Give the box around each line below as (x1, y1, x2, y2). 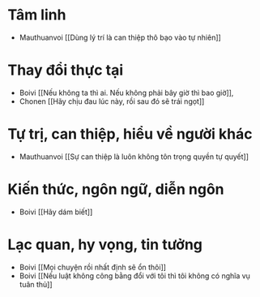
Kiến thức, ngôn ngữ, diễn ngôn (7, 180, 224, 198)
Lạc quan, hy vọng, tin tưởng (7, 235, 203, 253)
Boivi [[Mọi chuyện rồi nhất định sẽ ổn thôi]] (19, 262, 167, 272)
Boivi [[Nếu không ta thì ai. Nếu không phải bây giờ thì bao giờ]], (19, 88, 234, 97)
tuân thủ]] (19, 279, 53, 289)
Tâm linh (7, 6, 66, 24)
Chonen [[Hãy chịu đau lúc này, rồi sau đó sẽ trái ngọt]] (19, 96, 205, 106)
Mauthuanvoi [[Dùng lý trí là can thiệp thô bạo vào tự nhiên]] (19, 32, 222, 42)
